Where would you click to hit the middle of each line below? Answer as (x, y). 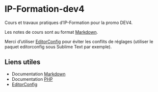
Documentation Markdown (39, 74)
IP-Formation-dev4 (44, 9)
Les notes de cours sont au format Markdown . (51, 32)
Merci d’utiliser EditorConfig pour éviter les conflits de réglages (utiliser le (79, 41)
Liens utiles (23, 62)
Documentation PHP (32, 79)
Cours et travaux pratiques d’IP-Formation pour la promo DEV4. (69, 23)
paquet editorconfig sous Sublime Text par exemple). (58, 46)
